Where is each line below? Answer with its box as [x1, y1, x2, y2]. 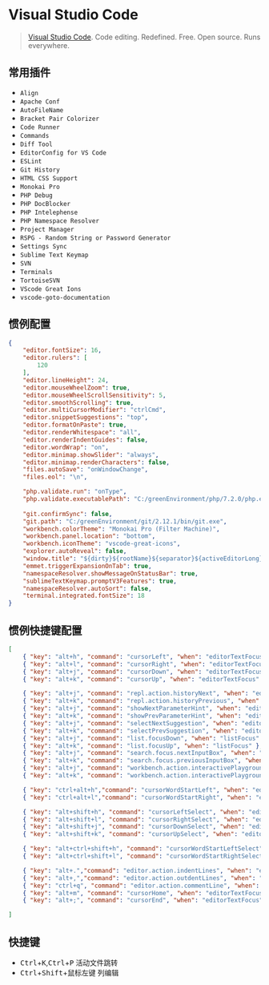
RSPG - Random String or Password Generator [19, 234, 171, 242]
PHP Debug [19, 191, 54, 200]
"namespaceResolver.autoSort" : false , [22, 584, 152, 592]
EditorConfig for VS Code [19, 148, 106, 157]
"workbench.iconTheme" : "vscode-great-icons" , [22, 539, 181, 548]
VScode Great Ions [19, 285, 82, 293]
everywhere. [27, 40, 70, 50]
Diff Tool [19, 140, 54, 148]
